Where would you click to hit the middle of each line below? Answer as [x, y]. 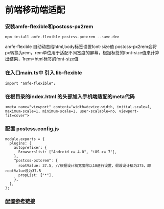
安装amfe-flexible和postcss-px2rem [49, 26]
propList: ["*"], [36, 175]
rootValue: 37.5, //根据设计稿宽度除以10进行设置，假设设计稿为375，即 [84, 166]
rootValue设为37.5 [23, 171]
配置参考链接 [20, 201]
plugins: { [21, 143]
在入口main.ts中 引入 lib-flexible [44, 73]
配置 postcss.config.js [32, 129]
